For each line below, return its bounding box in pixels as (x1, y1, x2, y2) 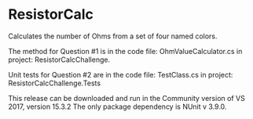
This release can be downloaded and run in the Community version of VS (8, 93, 245, 103)
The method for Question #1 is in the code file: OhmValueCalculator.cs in (8, 46, 243, 56)
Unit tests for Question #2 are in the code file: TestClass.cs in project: (8, 70, 233, 79)
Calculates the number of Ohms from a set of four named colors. (8, 31, 218, 41)
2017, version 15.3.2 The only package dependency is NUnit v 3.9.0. (8, 102, 227, 111)
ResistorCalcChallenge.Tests (8, 78, 101, 88)
